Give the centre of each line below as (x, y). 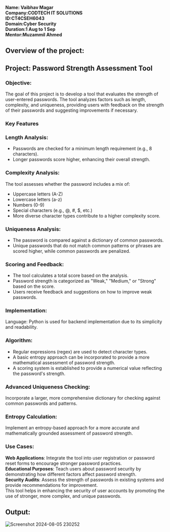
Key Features (22, 124)
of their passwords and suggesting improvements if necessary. (71, 110)
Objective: (18, 83)
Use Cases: (20, 447)
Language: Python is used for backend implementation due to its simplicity (84, 322)
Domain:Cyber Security (31, 24)
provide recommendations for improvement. (52, 485)
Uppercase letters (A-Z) (38, 194)
